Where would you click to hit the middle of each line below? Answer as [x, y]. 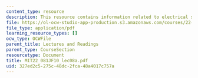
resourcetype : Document [35, 55]
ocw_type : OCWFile [29, 39]
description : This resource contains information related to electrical [97, 17]
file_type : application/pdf [41, 28]
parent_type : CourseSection [41, 50]
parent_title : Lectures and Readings [52, 45]
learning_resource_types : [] [42, 33]
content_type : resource [35, 11]
